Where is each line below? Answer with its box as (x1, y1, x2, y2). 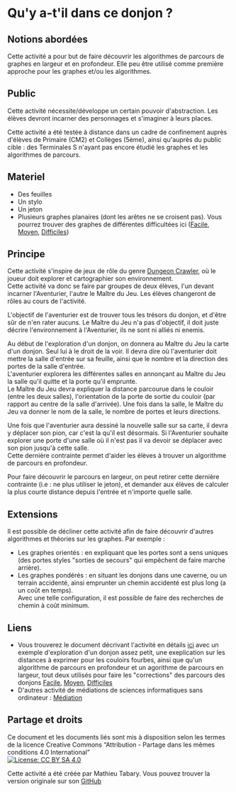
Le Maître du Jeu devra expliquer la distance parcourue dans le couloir (7, 385, 214, 393)
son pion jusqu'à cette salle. (7, 444, 89, 452)
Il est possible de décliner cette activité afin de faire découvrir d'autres (7, 527, 214, 536)
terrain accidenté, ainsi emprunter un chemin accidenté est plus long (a (17, 578, 227, 587)
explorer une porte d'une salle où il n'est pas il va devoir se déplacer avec (7, 436, 223, 445)
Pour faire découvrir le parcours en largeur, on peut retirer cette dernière (7, 473, 220, 481)
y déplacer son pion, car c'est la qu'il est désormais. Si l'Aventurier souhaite (7, 429, 229, 437)
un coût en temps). (17, 586, 73, 595)
